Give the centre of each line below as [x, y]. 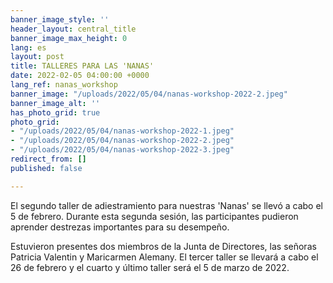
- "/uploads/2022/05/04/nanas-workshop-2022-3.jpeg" [122, 150]
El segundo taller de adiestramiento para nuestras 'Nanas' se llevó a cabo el [167, 205]
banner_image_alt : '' [55, 103]
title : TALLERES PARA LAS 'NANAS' [82, 66]
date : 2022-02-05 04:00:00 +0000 [80, 76]
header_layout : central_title [73, 29]
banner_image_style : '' [60, 19]
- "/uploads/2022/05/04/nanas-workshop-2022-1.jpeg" [122, 131]
